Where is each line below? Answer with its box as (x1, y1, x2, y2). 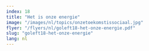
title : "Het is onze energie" (6, 14, 81, 20)
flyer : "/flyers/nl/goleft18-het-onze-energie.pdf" (6, 25, 135, 31)
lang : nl (6, 36, 28, 42)
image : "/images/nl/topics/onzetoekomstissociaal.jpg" (6, 19, 144, 25)
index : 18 (6, 8, 31, 15)
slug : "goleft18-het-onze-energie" (6, 30, 94, 36)
